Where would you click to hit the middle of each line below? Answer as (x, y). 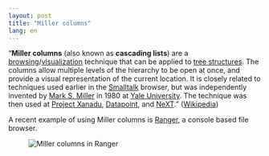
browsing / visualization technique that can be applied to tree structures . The (134, 62)
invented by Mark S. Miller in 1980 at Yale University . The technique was (128, 96)
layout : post (30, 16)
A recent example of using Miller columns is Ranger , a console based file (128, 120)
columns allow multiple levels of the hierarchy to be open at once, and (124, 70)
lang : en (23, 30)
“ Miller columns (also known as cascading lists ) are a (98, 54)
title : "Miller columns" (50, 23)
